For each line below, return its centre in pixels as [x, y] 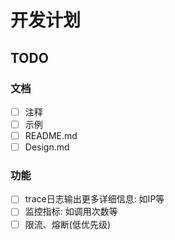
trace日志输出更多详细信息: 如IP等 [94, 199]
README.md [51, 135]
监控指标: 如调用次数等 [71, 212]
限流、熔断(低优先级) [67, 224]
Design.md [47, 147]
